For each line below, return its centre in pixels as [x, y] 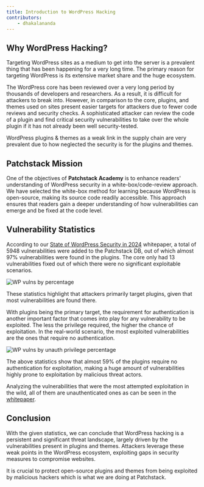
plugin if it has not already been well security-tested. [72, 126]
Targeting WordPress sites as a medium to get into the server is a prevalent [100, 63]
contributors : [24, 18]
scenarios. [19, 270]
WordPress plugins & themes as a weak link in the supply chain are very [97, 138]
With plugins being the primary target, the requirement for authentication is [100, 312]
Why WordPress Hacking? [57, 48]
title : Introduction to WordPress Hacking [61, 12]
